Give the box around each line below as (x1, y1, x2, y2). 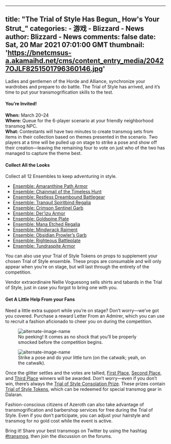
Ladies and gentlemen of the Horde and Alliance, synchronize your (5, 78, 146, 84)
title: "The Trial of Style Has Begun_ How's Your (5, 15, 160, 24)
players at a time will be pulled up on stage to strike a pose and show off (5, 139, 157, 146)
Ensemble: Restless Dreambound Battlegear (12, 194, 105, 200)
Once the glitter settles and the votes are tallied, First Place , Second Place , (5, 370, 162, 376)
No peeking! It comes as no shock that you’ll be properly (18, 334, 137, 340)
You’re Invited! (5, 101, 37, 107)
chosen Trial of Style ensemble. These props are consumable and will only (5, 258, 162, 264)
